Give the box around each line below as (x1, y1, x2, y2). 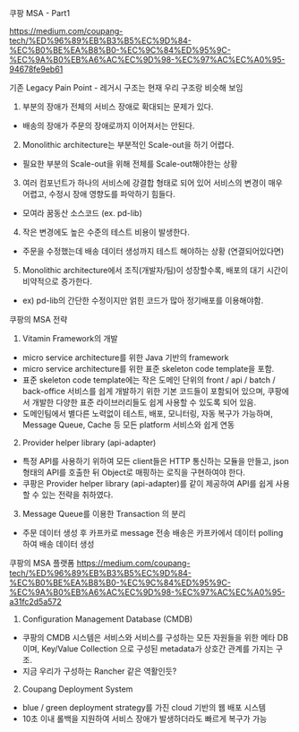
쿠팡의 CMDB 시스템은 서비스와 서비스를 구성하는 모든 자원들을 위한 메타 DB (21, 633, 289, 642)
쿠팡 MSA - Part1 (9, 8, 70, 18)
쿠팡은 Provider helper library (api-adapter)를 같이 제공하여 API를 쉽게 (21, 478, 274, 488)
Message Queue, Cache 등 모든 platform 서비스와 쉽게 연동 (21, 419, 235, 430)
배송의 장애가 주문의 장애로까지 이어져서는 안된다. (21, 120, 195, 131)
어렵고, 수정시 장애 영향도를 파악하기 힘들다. (21, 189, 176, 199)
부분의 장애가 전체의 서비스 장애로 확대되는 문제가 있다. (21, 101, 214, 112)
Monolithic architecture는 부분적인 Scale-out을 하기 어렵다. (21, 140, 235, 150)
